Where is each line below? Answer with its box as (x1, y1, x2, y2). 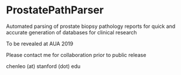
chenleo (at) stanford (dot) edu (6, 62, 81, 70)
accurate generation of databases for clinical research (6, 28, 137, 35)
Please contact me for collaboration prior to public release (6, 51, 146, 58)
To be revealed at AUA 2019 (6, 40, 73, 47)
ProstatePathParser (6, 3, 104, 17)
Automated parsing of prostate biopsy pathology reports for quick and (6, 23, 176, 30)
